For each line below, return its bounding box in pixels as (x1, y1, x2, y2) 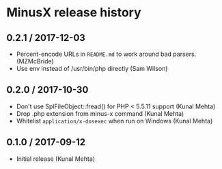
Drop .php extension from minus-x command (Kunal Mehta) (16, 109, 184, 117)
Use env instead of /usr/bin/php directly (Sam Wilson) (16, 65, 168, 72)
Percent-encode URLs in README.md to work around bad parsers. (16, 50, 197, 58)
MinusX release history (6, 5, 141, 20)
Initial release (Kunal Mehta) (16, 155, 96, 163)
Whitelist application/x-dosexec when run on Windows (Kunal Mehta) (16, 117, 213, 125)
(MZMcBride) (16, 57, 54, 65)
